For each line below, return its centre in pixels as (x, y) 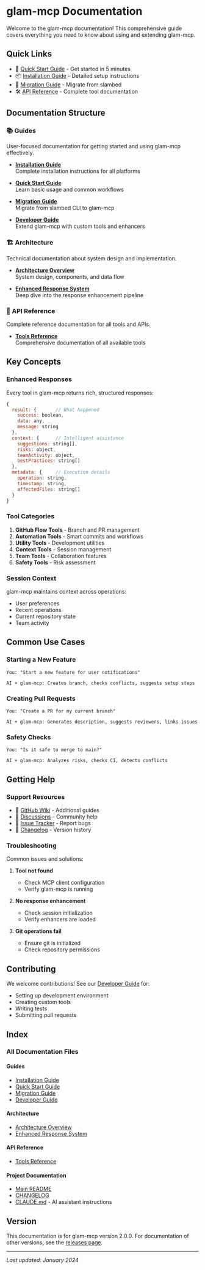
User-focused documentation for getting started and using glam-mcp (94, 146)
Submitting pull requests (46, 1015)
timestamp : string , (42, 483)
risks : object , (37, 449)
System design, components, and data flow (70, 276)
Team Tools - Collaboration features (61, 556)
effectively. (20, 153)
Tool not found (34, 871)
